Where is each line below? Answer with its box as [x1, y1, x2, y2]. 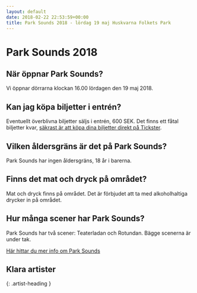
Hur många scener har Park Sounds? [6, 213, 145, 223]
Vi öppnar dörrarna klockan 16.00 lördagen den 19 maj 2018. [6, 84, 153, 92]
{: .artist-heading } [6, 280, 52, 287]
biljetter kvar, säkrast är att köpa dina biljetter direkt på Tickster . [6, 124, 162, 131]
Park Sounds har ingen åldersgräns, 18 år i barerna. [6, 157, 132, 164]
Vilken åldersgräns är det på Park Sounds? [6, 141, 167, 152]
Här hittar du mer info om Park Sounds [6, 247, 101, 254]
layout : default [6, 8, 46, 15]
